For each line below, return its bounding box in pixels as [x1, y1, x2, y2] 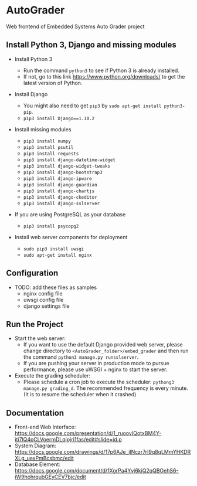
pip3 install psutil [23, 144, 74, 150]
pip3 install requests [23, 151, 79, 157]
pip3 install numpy [23, 138, 72, 144]
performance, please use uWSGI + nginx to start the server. [23, 366, 168, 373]
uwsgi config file [23, 296, 64, 303]
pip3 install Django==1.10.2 [23, 115, 95, 121]
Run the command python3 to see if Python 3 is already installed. [23, 67, 180, 74]
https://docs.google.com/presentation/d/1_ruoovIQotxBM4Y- [14, 430, 162, 437]
